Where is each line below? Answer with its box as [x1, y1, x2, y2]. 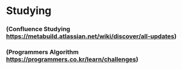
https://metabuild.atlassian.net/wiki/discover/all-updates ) [6, 32, 177, 40]
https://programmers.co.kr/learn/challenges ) [6, 56, 139, 64]
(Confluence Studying [6, 25, 70, 33]
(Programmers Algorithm [6, 48, 79, 56]
